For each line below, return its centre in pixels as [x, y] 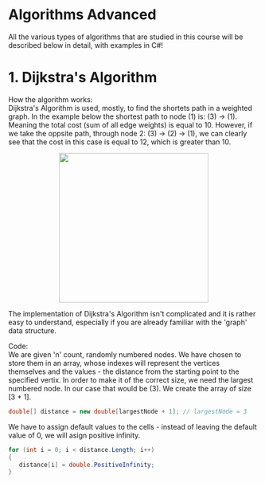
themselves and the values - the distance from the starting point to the [124, 371]
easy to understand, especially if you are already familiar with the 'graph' [128, 322]
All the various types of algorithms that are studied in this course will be [126, 37]
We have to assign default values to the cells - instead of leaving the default [132, 426]
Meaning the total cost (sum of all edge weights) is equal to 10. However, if [131, 124]
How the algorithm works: [51, 99]
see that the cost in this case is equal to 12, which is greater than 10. [120, 142]
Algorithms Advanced [82, 15]
